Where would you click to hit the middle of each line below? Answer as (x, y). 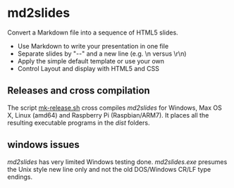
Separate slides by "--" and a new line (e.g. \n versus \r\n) (102, 54)
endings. (20, 177)
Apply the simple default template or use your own (91, 61)
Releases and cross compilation (79, 90)
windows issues (43, 145)
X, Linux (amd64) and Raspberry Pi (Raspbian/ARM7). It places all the (108, 115)
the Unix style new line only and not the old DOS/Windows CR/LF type (109, 169)
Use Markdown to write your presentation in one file (93, 46)
